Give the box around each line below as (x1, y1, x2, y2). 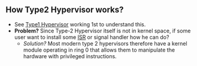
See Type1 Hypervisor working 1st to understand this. (14, 20, 146, 28)
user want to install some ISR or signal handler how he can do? (14, 33, 169, 41)
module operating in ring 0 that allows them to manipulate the (23, 46, 175, 53)
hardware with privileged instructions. (23, 52, 117, 59)
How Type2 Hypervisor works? (5, 5, 124, 15)
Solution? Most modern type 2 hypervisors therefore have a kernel (23, 40, 187, 47)
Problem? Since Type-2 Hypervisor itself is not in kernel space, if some (14, 27, 191, 34)
